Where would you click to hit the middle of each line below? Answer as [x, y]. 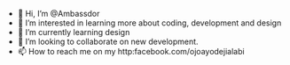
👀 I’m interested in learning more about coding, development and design [149, 23]
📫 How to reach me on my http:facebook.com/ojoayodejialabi [131, 51]
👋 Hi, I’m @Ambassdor [59, 14]
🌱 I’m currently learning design [74, 32]
